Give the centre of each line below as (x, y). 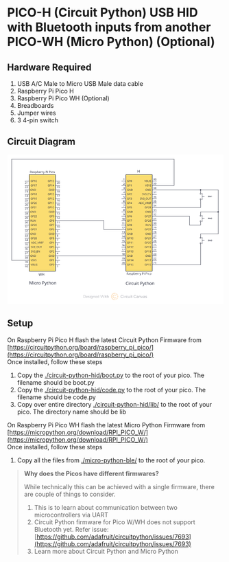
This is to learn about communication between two (106, 507)
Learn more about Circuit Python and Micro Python (106, 551)
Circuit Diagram (41, 142)
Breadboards (35, 105)
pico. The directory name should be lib (72, 412)
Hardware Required (49, 67)
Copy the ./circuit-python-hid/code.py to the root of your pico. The (111, 390)
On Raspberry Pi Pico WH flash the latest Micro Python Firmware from (106, 425)
